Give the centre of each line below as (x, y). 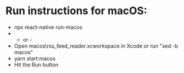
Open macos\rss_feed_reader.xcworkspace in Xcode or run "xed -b (96, 46)
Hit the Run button (36, 64)
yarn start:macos (35, 58)
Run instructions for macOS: (77, 11)
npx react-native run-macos (48, 27)
